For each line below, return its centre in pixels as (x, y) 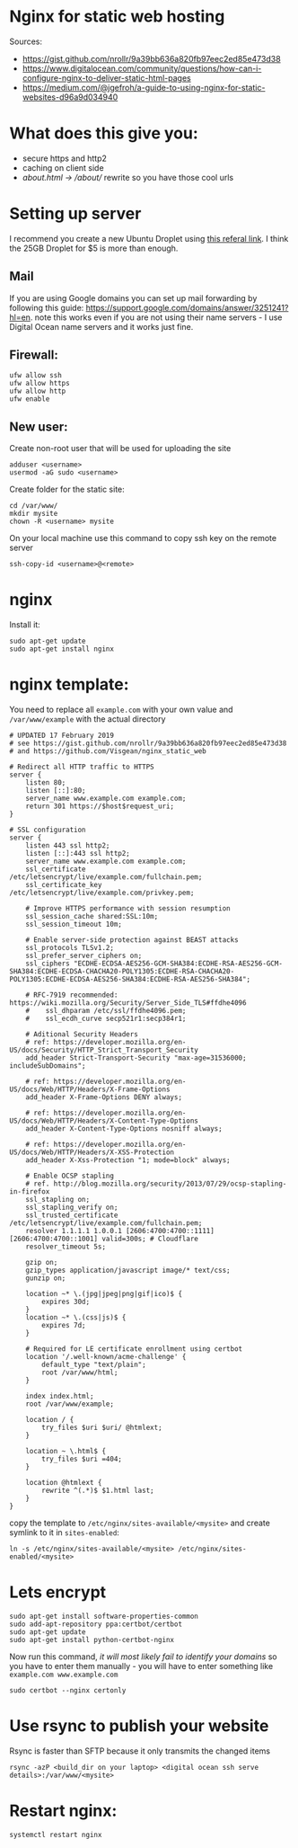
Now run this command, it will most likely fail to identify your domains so (143, 1657)
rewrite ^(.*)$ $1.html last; (98, 1491)
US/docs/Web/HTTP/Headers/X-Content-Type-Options (104, 1121)
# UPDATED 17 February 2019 (62, 736)
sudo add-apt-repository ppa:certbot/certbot (96, 1624)
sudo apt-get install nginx (62, 649)
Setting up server (75, 214)
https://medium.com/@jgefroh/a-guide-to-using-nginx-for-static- (144, 87)
